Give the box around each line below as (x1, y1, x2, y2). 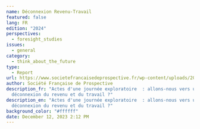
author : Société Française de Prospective (6, 81, 113, 87)
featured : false (6, 14, 46, 20)
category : (6, 53, 31, 59)
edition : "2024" (6, 25, 46, 32)
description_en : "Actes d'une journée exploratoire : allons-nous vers (6, 97, 190, 103)
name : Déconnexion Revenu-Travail (6, 8, 92, 15)
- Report (11, 70, 33, 75)
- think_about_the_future (11, 58, 76, 64)
